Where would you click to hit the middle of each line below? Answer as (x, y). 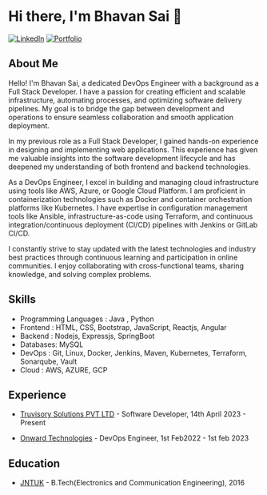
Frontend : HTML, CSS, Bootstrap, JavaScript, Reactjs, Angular (123, 327)
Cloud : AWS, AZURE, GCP (64, 370)
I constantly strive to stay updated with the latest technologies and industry (132, 248)
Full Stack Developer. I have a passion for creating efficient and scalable (127, 91)
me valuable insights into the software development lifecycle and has (122, 158)
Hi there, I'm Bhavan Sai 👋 (95, 16)
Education (34, 463)
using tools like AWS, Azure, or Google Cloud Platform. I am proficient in (127, 191)
